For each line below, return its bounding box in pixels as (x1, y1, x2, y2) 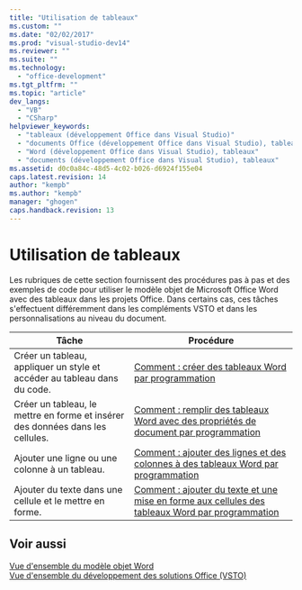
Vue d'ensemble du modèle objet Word (9, 560, 155, 571)
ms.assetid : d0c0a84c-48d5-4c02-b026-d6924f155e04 (9, 164, 203, 173)
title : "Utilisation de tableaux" (9, 13, 139, 23)
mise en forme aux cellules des (134, 495, 265, 507)
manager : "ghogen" (9, 197, 78, 207)
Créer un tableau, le (13, 397, 97, 410)
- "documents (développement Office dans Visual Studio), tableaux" (17, 155, 280, 165)
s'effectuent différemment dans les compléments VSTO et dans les (9, 303, 258, 313)
